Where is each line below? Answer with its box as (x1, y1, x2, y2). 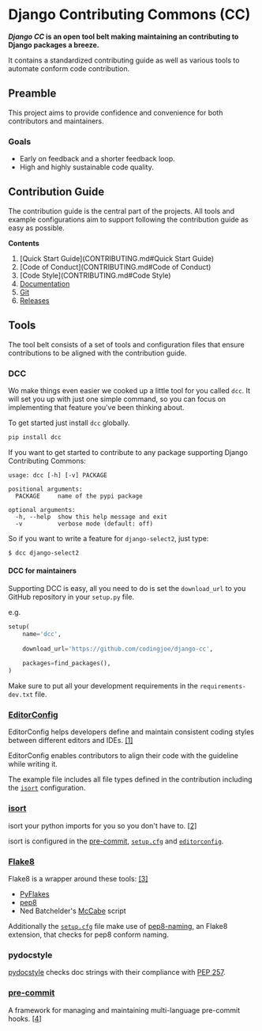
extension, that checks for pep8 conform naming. (8, 930, 170, 939)
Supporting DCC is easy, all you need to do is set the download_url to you (8, 583, 246, 593)
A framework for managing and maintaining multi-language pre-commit (8, 1005, 241, 1014)
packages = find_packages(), (22, 659, 111, 668)
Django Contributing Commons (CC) (8, 6, 251, 24)
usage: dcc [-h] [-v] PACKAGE (8, 471, 108, 479)
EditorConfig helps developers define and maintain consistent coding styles (8, 727, 255, 737)
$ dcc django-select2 (8, 548, 80, 557)
